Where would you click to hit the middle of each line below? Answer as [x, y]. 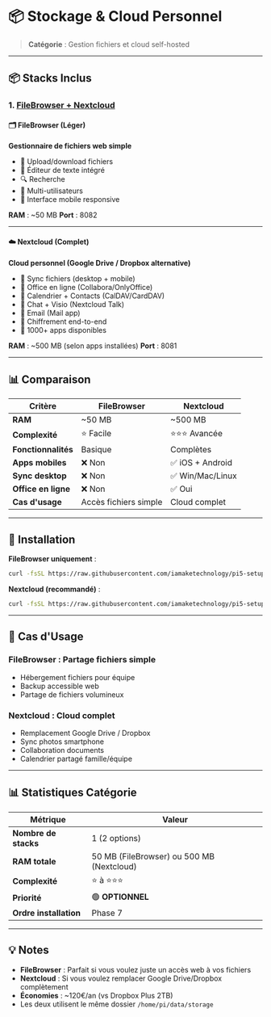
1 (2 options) [116, 838]
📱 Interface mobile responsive [70, 200]
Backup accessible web [59, 686]
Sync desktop [40, 476]
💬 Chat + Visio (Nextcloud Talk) [72, 304]
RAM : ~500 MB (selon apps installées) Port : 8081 [93, 346]
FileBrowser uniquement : [52, 559]
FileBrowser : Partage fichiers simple [82, 660]
